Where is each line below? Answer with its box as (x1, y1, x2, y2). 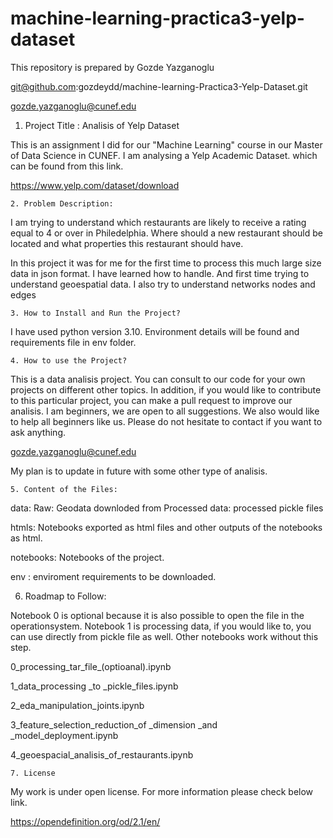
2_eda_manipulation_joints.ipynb (10, 699, 145, 711)
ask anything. (10, 426, 67, 438)
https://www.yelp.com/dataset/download (10, 179, 180, 191)
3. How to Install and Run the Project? (10, 308, 182, 318)
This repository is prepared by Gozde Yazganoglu (10, 61, 215, 73)
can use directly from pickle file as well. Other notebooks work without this (10, 630, 319, 642)
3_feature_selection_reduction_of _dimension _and (10, 718, 218, 731)
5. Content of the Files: (10, 484, 118, 494)
